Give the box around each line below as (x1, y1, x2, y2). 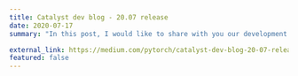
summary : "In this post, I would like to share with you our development (9, 29, 288, 38)
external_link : (9, 45, 66, 54)
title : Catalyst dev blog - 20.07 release (9, 12, 169, 22)
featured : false (9, 54, 69, 63)
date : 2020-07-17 (9, 21, 74, 30)
